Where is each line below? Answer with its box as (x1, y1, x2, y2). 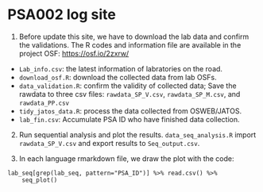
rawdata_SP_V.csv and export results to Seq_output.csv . (18, 138, 200, 148)
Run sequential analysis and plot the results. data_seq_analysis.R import (18, 129, 257, 140)
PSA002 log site (7, 6, 116, 24)
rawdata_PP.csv (18, 99, 70, 107)
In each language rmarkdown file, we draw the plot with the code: (18, 153, 235, 163)
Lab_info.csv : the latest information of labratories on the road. (18, 63, 223, 73)
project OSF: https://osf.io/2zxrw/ (18, 48, 130, 58)
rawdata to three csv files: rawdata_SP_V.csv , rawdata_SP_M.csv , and (18, 89, 241, 98)
